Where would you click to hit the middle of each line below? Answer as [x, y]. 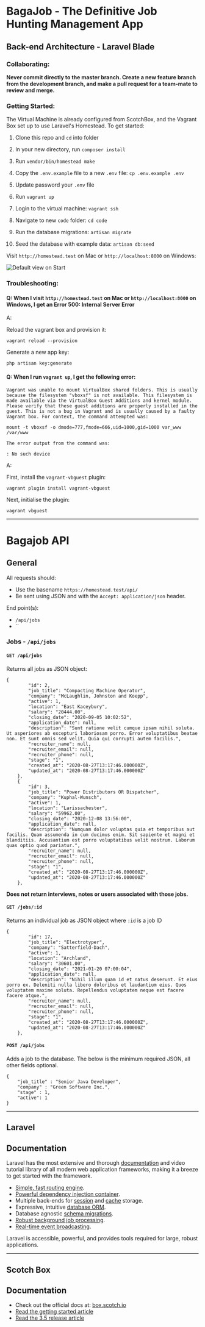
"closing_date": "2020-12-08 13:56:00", [80, 818]
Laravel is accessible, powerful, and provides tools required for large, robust [102, 1239]
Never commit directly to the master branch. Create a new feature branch [101, 77]
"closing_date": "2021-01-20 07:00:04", [80, 969]
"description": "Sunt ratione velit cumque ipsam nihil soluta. [112, 728]
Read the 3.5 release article [49, 1318]
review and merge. [31, 90]
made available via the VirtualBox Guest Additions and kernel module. [99, 401]
